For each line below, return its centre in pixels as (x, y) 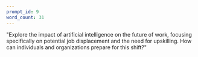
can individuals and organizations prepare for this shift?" (76, 47)
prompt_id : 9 (23, 12)
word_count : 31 (25, 17)
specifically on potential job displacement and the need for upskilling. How (99, 41)
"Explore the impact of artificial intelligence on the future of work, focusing (99, 34)
